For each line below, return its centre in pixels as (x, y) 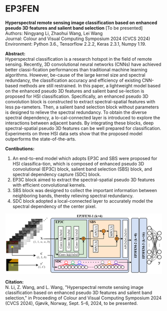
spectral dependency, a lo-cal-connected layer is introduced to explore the (83, 117)
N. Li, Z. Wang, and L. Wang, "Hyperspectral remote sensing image (74, 287)
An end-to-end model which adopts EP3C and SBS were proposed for (85, 158)
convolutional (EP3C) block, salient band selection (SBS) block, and (82, 169)
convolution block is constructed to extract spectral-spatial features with (80, 101)
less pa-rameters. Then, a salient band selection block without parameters (82, 107)
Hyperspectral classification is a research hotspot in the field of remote (78, 59)
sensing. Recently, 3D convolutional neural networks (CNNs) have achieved (83, 64)
